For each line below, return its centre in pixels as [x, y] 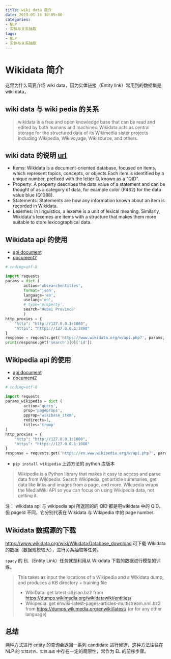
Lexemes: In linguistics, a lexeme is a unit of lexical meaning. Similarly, [86, 211]
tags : [11, 34]
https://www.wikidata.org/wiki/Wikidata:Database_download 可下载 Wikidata [85, 543]
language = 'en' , [40, 295]
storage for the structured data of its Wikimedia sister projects [83, 133]
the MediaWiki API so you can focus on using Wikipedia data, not [86, 490]
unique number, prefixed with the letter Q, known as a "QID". [76, 179]
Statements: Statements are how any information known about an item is [89, 201]
